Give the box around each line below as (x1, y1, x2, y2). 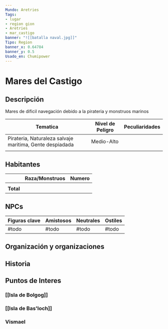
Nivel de (94, 120, 115, 127)
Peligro (96, 126, 114, 133)
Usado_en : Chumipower (5, 53, 50, 59)
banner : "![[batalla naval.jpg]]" (5, 35, 77, 40)
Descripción (5, 95, 44, 103)
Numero (69, 175, 90, 182)
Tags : (5, 12, 16, 17)
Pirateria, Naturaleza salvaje (7, 135, 73, 142)
